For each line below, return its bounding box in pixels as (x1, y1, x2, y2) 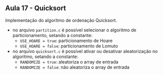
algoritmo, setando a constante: (12, 53, 79, 59)
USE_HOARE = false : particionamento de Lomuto (20, 42, 118, 49)
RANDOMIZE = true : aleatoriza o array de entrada (20, 58, 119, 64)
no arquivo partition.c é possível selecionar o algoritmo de (12, 27, 136, 33)
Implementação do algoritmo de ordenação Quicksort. (5, 17, 117, 23)
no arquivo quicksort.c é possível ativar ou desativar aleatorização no (12, 48, 158, 54)
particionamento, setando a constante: (12, 32, 93, 38)
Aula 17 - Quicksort (5, 4, 66, 12)
